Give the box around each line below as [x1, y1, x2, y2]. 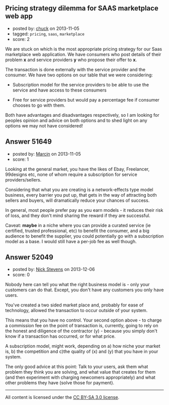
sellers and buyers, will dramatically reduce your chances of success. [5, 197, 150, 203]
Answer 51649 [5, 138, 52, 146]
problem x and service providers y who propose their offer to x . [5, 57, 137, 63]
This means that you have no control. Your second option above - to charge [5, 317, 162, 323]
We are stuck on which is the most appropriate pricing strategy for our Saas [5, 46, 162, 52]
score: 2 [12, 36, 30, 42]
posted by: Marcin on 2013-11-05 [12, 151, 81, 157]
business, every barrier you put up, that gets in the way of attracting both [5, 192, 157, 198]
